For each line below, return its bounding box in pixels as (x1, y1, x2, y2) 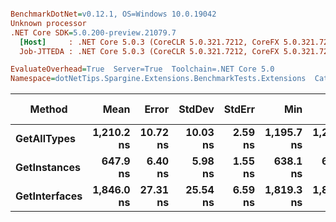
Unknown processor (10, 18, 87, 28)
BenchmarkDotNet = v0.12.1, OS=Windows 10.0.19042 (10, 9, 217, 19)
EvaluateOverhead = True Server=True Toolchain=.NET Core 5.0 (10, 64, 275, 75)
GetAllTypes (15, 132, 76, 146)
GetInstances (15, 161, 81, 175)
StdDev (178, 102, 215, 116)
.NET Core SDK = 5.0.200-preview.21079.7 (10, 27, 177, 38)
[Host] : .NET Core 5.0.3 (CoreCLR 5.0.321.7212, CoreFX (19, 37, 280, 47)
